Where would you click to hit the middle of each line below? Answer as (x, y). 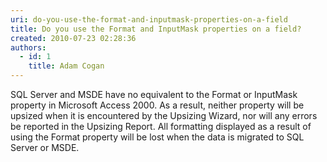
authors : (28, 47)
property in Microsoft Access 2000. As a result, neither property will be (157, 105)
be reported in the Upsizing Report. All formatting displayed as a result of (161, 126)
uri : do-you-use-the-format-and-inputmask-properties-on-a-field (149, 19)
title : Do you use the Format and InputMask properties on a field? (156, 29)
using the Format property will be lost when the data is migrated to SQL (157, 137)
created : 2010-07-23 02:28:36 (73, 38)
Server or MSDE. (45, 147)
